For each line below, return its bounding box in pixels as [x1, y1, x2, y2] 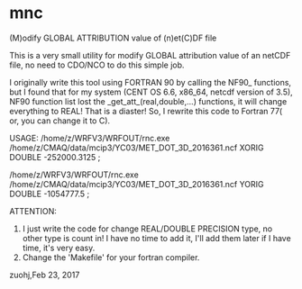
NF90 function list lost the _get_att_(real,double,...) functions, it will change [9, 95, 288, 106]
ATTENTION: [9, 205, 57, 216]
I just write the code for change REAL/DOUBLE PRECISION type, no [22, 223, 273, 234]
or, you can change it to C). [9, 115, 111, 126]
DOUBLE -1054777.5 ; [9, 188, 90, 199]
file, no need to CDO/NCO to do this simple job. [9, 59, 185, 70]
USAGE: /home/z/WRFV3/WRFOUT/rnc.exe [9, 132, 170, 143]
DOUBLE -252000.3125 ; [9, 151, 101, 162]
